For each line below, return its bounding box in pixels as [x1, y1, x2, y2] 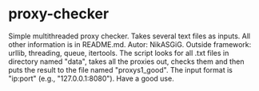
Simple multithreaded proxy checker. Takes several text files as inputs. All [8, 31, 250, 41]
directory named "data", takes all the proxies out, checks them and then [8, 57, 245, 66]
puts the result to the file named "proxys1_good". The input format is [8, 65, 233, 74]
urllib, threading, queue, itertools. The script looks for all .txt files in [8, 48, 229, 57]
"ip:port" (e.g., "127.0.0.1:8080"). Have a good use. [8, 73, 174, 83]
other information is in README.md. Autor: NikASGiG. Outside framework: [8, 39, 252, 49]
